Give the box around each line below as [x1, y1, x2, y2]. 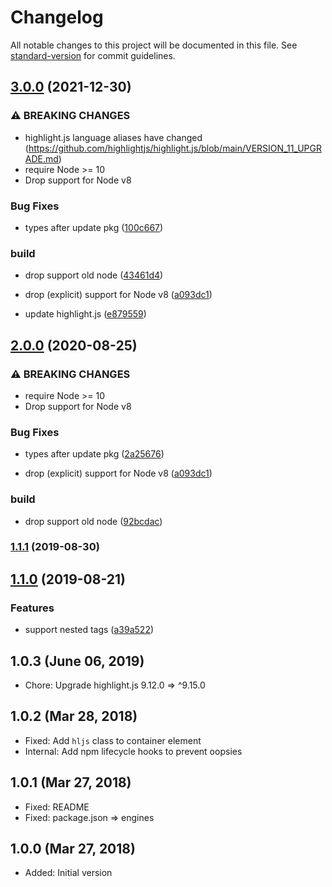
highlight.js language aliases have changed [24, 131, 203, 143]
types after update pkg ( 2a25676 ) [24, 448, 165, 460]
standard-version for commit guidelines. [10, 49, 176, 61]
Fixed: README [24, 801, 90, 813]
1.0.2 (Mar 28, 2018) [10, 708, 138, 725]
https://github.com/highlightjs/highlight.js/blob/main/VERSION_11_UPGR [28, 142, 322, 154]
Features [10, 601, 55, 615]
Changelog [10, 6, 104, 29]
